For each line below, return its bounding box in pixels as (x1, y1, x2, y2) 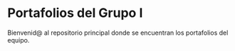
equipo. (7, 35, 30, 44)
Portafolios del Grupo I (7, 5, 143, 21)
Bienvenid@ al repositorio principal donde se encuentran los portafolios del (7, 28, 229, 37)
